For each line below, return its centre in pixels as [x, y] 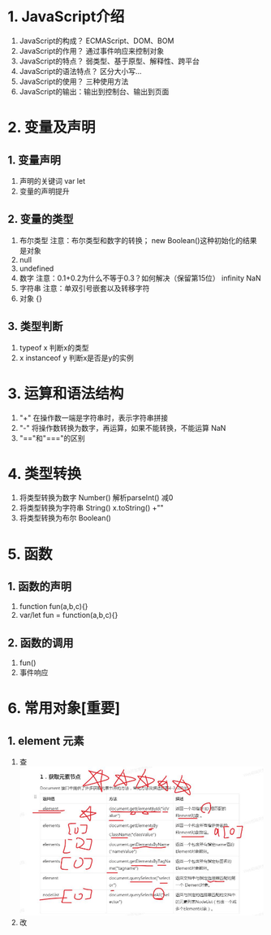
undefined [37, 268]
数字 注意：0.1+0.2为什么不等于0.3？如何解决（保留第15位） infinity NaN [140, 278]
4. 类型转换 [45, 474]
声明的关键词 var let [52, 180]
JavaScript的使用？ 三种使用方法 [74, 81]
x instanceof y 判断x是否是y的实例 [77, 358]
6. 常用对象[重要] [64, 709]
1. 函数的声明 [40, 587]
